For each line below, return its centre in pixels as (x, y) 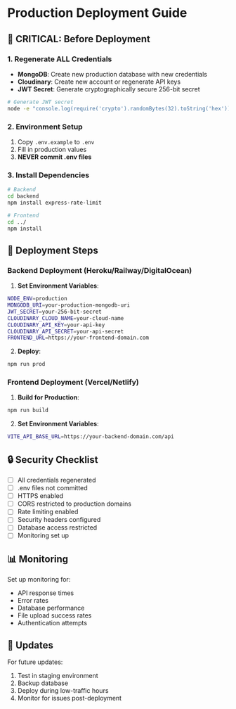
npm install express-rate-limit (54, 203)
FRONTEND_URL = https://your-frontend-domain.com (78, 338)
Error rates (33, 601)
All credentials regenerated (57, 480)
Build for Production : (48, 397)
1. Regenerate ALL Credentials (60, 59)
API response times (46, 593)
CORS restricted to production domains (74, 504)
